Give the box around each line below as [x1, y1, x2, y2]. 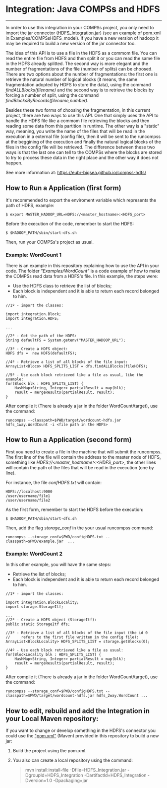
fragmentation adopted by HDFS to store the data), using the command [5, 81, 151, 87]
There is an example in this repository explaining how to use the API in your [5, 263, 160, 269]
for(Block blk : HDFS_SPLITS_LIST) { [5, 381, 84, 386]
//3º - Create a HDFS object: [5, 347, 68, 352]
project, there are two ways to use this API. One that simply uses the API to [5, 112, 159, 118]
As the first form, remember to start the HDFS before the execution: [5, 506, 144, 512]
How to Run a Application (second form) [5, 435, 132, 444]
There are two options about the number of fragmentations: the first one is [5, 71, 158, 77]
